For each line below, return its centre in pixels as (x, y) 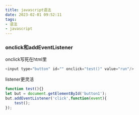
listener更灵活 (20, 80)
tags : (11, 19)
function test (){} (24, 89)
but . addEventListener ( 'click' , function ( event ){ (56, 99)
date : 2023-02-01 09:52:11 (33, 15)
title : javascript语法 (28, 10)
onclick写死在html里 (26, 59)
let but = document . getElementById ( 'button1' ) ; (56, 94)
